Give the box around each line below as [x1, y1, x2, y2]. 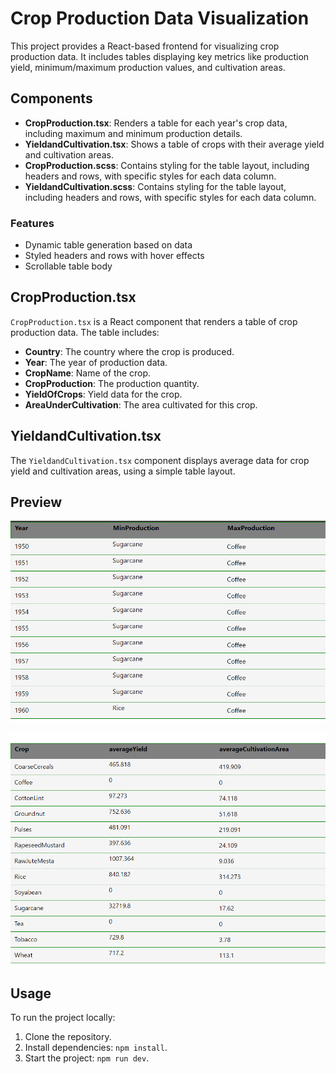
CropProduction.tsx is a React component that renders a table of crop [10, 315, 298, 327]
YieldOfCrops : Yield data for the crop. [24, 388, 183, 400]
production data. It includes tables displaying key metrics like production [10, 50, 310, 62]
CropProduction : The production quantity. [24, 377, 200, 389]
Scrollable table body [24, 260, 113, 272]
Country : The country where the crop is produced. [24, 345, 235, 357]
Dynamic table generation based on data [24, 239, 193, 251]
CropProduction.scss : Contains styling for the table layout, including [24, 159, 310, 171]
